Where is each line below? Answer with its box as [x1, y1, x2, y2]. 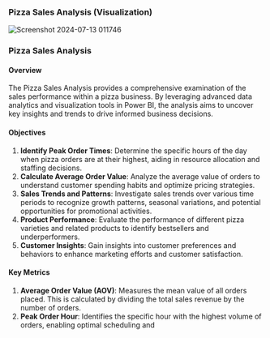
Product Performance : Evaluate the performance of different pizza [19, 214, 245, 225]
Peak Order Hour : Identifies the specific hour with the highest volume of [19, 311, 262, 321]
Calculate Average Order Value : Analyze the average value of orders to [19, 171, 261, 181]
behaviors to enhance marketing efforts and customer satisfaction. [19, 249, 243, 259]
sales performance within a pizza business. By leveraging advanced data [8, 92, 253, 101]
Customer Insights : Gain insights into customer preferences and [19, 240, 237, 250]
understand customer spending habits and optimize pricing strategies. [19, 180, 255, 190]
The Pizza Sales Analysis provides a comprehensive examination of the [8, 83, 246, 93]
